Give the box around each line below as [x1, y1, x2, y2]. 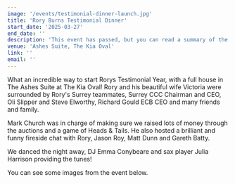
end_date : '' [7, 29, 46, 37]
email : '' [7, 56, 37, 63]
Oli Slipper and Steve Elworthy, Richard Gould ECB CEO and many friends [7, 98, 220, 106]
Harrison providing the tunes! [7, 155, 92, 163]
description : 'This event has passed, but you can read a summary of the [7, 37, 229, 44]
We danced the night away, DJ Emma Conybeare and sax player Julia [7, 147, 209, 155]
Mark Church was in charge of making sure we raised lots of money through [7, 119, 229, 127]
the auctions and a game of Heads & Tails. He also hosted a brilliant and [7, 126, 216, 134]
